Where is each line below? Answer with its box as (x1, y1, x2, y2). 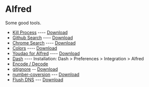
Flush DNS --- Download (12, 77, 64, 83)
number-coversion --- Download (12, 71, 79, 77)
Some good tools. (5, 20, 41, 26)
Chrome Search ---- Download (12, 40, 76, 45)
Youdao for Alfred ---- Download (12, 50, 80, 56)
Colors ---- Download (12, 45, 57, 51)
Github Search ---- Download (12, 35, 73, 41)
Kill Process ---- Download (12, 29, 68, 35)
